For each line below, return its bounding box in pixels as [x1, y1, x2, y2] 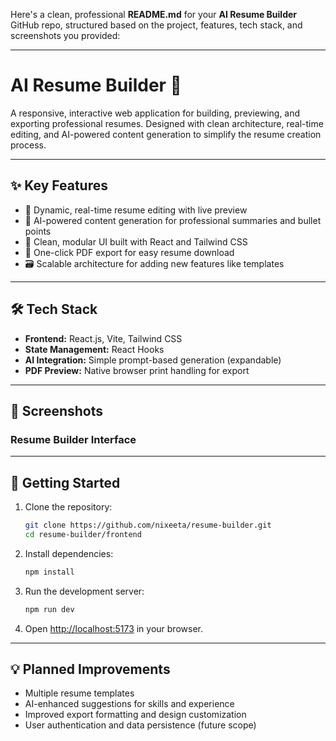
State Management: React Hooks [24, 343, 165, 355]
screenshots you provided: [10, 30, 121, 41]
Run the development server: [24, 585, 145, 597]
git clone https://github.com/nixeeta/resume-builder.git [24, 520, 272, 531]
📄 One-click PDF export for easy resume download [24, 246, 235, 258]
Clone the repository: [24, 501, 113, 513]
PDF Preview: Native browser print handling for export [24, 364, 250, 376]
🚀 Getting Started [10, 474, 121, 491]
